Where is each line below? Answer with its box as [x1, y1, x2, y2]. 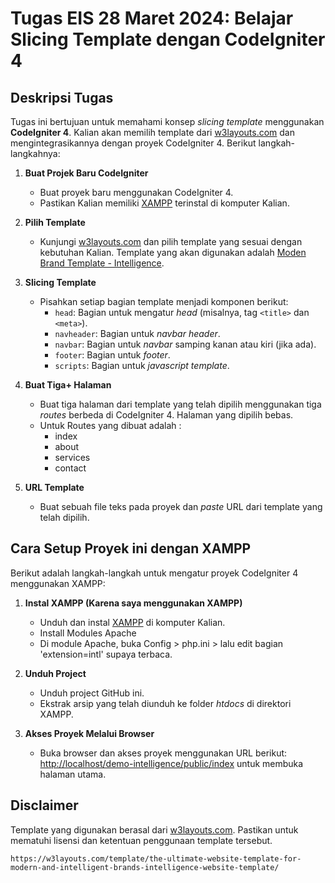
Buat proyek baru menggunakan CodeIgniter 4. [39, 187, 234, 198]
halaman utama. [39, 768, 107, 780]
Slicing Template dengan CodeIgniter [10, 28, 326, 51]
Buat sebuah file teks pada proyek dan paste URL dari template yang [39, 501, 323, 512]
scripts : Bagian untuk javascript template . [54, 360, 230, 371]
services [54, 452, 91, 463]
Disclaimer [10, 797, 79, 814]
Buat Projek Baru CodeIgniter [24, 167, 149, 179]
